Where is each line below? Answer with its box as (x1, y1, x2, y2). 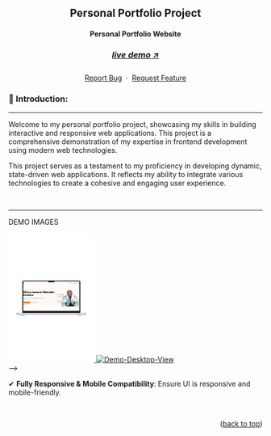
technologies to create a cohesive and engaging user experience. (8, 178, 227, 188)
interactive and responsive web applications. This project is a (8, 128, 212, 138)
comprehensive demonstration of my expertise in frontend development (8, 137, 248, 146)
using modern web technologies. (8, 145, 118, 155)
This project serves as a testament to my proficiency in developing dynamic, (8, 161, 262, 171)
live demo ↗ (111, 49, 160, 60)
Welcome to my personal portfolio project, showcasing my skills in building (8, 119, 256, 129)
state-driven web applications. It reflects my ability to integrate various (8, 169, 244, 179)
